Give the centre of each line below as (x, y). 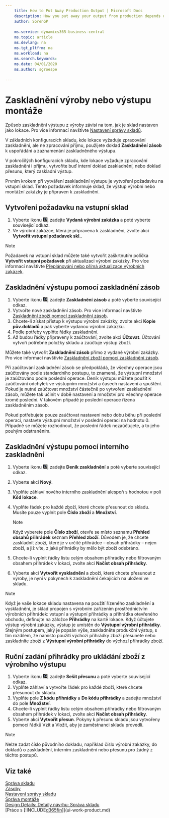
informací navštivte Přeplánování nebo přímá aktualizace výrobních (75, 266)
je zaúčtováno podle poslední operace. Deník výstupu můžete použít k (78, 378)
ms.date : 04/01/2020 (36, 64)
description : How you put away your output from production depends (88, 16)
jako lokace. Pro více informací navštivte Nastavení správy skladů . (74, 130)
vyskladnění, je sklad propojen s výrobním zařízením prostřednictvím (76, 608)
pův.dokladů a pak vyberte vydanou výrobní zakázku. (69, 326)
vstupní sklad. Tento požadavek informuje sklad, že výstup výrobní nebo (80, 186)
